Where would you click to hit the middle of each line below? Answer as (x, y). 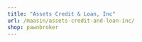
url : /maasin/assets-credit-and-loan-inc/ (71, 21)
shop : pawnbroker (33, 27)
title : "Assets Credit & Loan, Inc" (61, 14)
